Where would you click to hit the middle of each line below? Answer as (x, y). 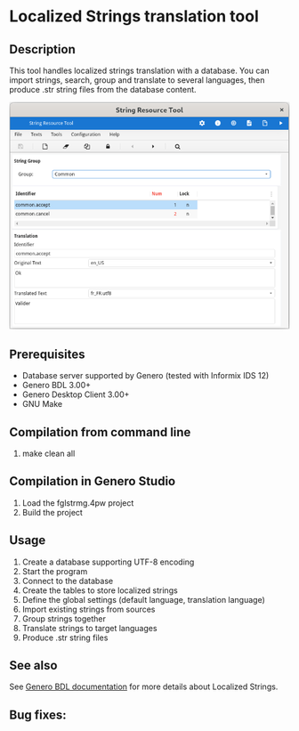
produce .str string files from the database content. (103, 89)
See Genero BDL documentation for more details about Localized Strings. (144, 686)
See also (33, 665)
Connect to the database (68, 581)
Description (42, 49)
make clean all (48, 453)
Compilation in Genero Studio (93, 481)
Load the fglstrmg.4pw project (78, 503)
